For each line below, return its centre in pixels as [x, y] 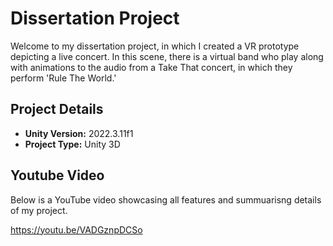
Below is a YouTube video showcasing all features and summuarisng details [166, 199]
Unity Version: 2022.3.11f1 [79, 133]
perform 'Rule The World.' [63, 78]
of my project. [39, 210]
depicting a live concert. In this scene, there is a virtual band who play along [167, 56]
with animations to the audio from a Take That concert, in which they [151, 67]
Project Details [57, 109]
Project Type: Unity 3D [72, 144]
